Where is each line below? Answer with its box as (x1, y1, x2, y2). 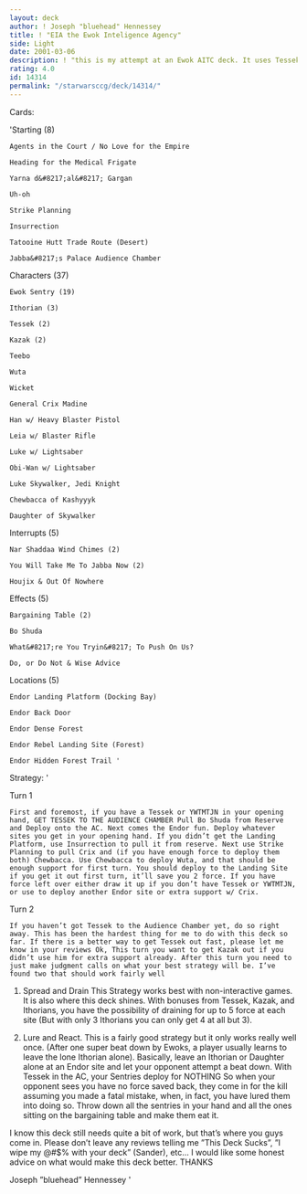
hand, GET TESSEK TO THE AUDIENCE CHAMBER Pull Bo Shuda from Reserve (9, 815, 284, 825)
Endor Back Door (9, 708, 71, 717)
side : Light (9, 38, 55, 48)
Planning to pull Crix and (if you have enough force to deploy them (9, 847, 281, 857)
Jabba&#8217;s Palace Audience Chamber (9, 253, 162, 263)
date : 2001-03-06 (9, 48, 76, 57)
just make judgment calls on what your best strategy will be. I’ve (9, 961, 276, 970)
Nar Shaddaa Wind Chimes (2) (9, 544, 121, 554)
